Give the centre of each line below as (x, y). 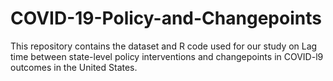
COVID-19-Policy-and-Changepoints (166, 18)
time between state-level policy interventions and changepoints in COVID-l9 (167, 56)
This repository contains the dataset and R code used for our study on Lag (164, 46)
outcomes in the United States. (74, 67)
